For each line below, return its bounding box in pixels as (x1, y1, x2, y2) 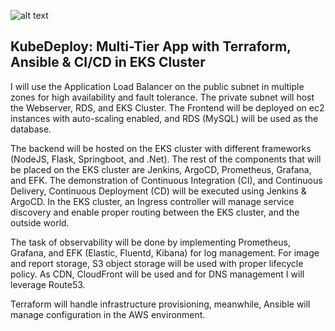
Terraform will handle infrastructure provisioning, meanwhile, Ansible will (10, 298, 311, 310)
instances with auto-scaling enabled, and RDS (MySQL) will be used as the (10, 112, 319, 124)
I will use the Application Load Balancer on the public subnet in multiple (10, 80, 305, 92)
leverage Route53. (10, 278, 86, 290)
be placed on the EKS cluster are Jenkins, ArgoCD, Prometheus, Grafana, (10, 163, 312, 175)
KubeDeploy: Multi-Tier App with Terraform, (10, 38, 292, 55)
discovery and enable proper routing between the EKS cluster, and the (10, 206, 300, 218)
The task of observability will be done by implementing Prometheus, (10, 236, 291, 248)
